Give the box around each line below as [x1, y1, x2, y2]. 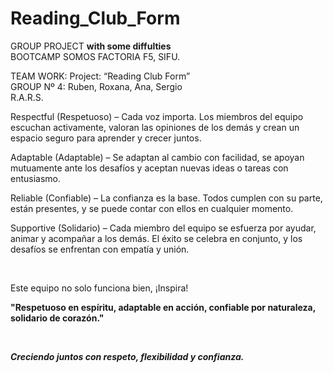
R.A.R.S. [10, 91, 44, 103]
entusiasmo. [10, 172, 62, 184]
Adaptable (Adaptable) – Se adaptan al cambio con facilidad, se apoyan [10, 151, 305, 163]
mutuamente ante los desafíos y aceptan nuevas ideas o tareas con [10, 162, 289, 174]
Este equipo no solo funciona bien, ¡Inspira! [10, 282, 189, 294]
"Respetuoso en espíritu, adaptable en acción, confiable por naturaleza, [10, 301, 316, 313]
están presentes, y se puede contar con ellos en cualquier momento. [10, 202, 294, 214]
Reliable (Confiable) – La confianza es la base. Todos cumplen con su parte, [10, 192, 323, 204]
